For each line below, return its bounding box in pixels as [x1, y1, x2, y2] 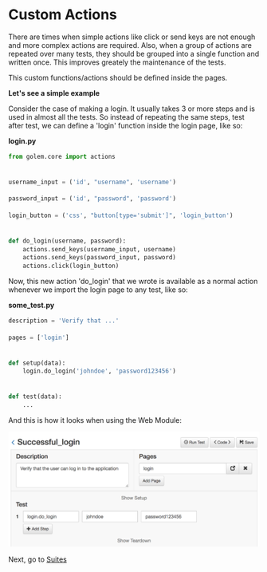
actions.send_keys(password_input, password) [22, 254, 177, 262]
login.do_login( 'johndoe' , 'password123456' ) [22, 367, 177, 376]
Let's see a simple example [8, 88, 100, 97]
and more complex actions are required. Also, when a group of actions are [8, 40, 253, 49]
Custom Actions [8, 6, 118, 24]
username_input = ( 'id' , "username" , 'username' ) [8, 178, 177, 186]
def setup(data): [8, 359, 66, 367]
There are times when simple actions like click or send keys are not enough [8, 32, 256, 41]
